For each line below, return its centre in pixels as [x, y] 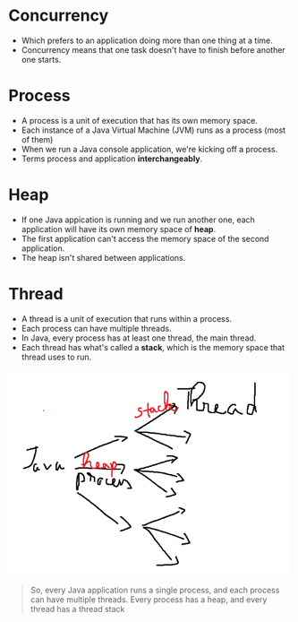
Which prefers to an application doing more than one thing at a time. [147, 40]
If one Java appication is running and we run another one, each [138, 220]
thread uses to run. [56, 357]
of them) [37, 139]
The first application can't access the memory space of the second [145, 238]
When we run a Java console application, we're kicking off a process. [149, 149]
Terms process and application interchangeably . [112, 159]
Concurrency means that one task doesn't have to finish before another [153, 49]
